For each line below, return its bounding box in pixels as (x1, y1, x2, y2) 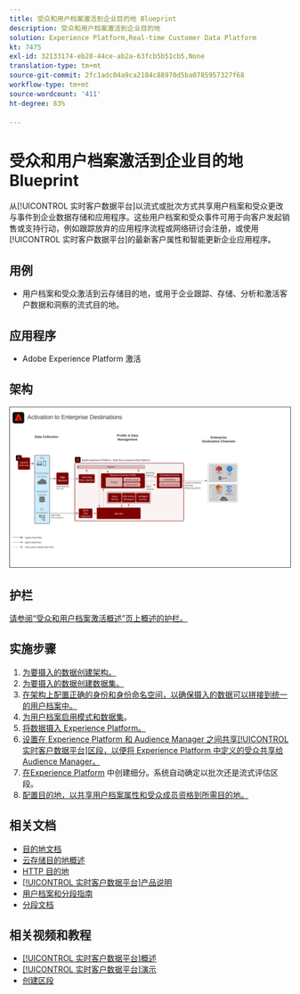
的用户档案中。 (21, 700, 77, 711)
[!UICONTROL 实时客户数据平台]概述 (21, 953, 158, 964)
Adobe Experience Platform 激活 (21, 353, 142, 364)
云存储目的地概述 (21, 854, 85, 865)
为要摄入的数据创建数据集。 (21, 678, 125, 688)
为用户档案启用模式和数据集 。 (21, 711, 132, 722)
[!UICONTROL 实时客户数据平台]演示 (21, 964, 158, 975)
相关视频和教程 (9, 928, 92, 943)
